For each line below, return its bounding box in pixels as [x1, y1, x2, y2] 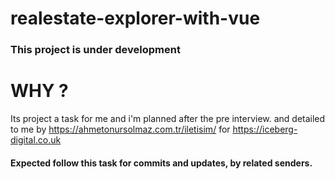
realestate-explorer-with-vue [10, 7, 261, 30]
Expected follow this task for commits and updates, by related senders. [10, 157, 313, 169]
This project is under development [10, 43, 181, 57]
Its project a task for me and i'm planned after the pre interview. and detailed [10, 113, 326, 125]
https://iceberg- [232, 123, 298, 136]
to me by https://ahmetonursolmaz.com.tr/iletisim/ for [10, 123, 231, 136]
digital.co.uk [10, 134, 62, 146]
